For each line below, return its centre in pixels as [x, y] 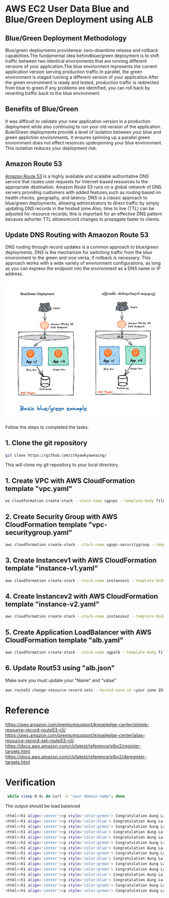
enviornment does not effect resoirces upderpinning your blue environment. [84, 142]
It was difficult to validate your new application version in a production [78, 121]
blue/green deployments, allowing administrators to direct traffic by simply [82, 203]
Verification [30, 782]
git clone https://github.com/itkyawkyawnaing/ [56, 455]
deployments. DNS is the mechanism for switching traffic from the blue [79, 253]
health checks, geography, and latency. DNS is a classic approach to [76, 197]
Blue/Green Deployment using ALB [79, 19]
